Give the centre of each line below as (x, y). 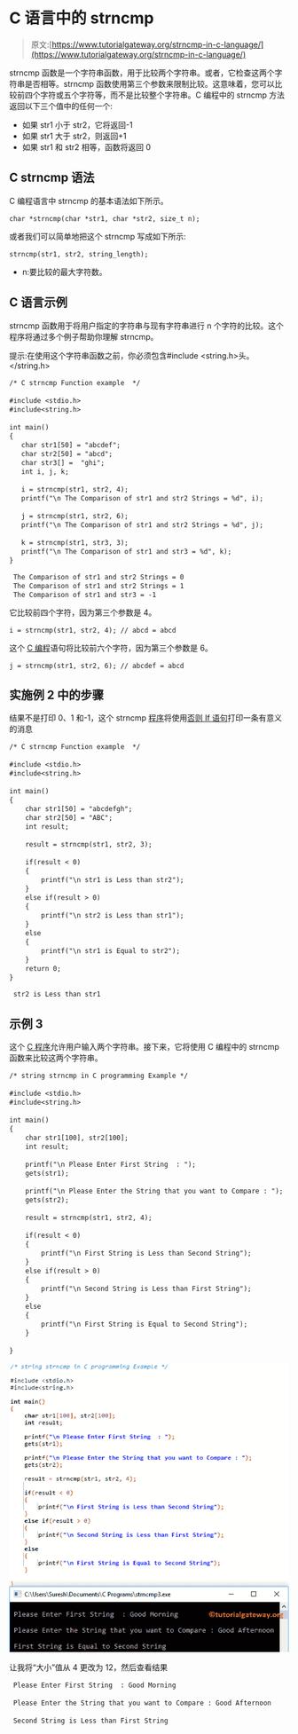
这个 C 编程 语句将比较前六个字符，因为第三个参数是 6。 (111, 648)
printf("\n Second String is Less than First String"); (146, 1289)
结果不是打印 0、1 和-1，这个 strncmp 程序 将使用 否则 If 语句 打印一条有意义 (145, 718)
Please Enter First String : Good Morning (94, 1686)
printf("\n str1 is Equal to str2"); (110, 951)
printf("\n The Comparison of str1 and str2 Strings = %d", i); (142, 498)
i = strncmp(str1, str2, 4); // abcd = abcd (93, 630)
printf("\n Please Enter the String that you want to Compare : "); (154, 1191)
